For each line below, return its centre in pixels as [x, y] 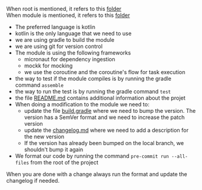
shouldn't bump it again [54, 149]
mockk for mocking [48, 66]
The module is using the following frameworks [73, 53]
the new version [44, 137]
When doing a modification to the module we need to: [82, 104]
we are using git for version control [59, 46]
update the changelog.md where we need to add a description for [106, 130]
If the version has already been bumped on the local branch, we [104, 143]
